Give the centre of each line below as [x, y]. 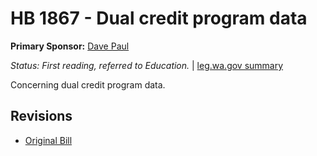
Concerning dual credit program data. [88, 84]
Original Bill [48, 140]
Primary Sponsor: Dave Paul [70, 46]
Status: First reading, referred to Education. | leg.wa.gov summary [147, 65]
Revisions [41, 116]
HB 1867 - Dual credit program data [159, 18]
